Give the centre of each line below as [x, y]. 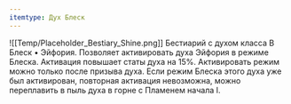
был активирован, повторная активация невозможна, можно [125, 80]
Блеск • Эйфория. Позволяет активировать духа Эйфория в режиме [139, 52]
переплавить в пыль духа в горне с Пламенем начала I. [115, 90]
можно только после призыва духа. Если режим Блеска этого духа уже [145, 71]
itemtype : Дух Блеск [47, 17]
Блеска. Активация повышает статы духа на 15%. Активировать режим [145, 61]
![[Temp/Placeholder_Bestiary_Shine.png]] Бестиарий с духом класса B [142, 43]
